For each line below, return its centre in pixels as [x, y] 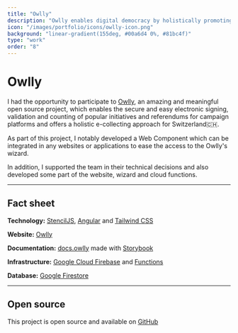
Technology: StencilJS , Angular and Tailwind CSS [80, 220]
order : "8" [23, 47]
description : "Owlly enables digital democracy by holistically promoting [120, 21]
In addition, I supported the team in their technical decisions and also [108, 166]
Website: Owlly [30, 234]
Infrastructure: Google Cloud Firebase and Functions [85, 261]
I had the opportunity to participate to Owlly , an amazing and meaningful [113, 101]
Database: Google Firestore [48, 275]
